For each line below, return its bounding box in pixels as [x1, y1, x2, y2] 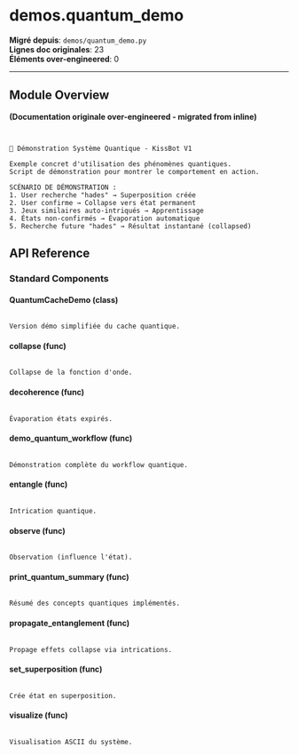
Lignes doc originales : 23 [9, 44, 105, 54]
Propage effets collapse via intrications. [9, 645, 173, 654]
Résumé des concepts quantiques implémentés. [9, 599, 180, 608]
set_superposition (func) [9, 664, 103, 675]
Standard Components [9, 273, 109, 285]
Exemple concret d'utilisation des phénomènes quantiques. [9, 159, 232, 169]
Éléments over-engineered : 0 [9, 53, 120, 64]
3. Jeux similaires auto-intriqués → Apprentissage [9, 206, 204, 215]
